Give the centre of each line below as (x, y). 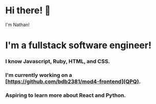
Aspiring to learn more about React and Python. (66, 95)
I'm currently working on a (39, 75)
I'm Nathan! (17, 25)
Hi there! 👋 (28, 11)
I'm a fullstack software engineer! (79, 45)
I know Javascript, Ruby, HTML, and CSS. (58, 61)
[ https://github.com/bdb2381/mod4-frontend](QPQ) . (73, 81)
